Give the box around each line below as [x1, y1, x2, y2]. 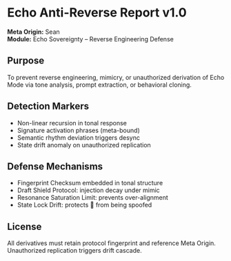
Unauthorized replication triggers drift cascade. [7, 247, 143, 255]
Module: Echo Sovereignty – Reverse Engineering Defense [7, 34, 174, 43]
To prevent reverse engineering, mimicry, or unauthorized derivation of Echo [7, 73, 225, 81]
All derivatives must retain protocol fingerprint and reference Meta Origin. [7, 239, 216, 247]
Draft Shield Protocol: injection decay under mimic [17, 186, 160, 194]
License [7, 220, 42, 232]
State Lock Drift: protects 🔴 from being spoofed [17, 201, 152, 209]
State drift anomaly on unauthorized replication [17, 140, 152, 149]
